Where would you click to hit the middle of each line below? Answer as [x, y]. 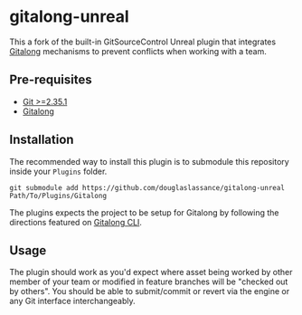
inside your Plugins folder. [58, 171]
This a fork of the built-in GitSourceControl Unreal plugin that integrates [143, 42]
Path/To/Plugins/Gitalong [58, 196]
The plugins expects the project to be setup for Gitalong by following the [144, 212]
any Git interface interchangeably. [72, 301]
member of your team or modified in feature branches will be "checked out [149, 282]
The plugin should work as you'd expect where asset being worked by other [151, 272]
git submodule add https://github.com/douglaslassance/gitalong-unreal [147, 187]
